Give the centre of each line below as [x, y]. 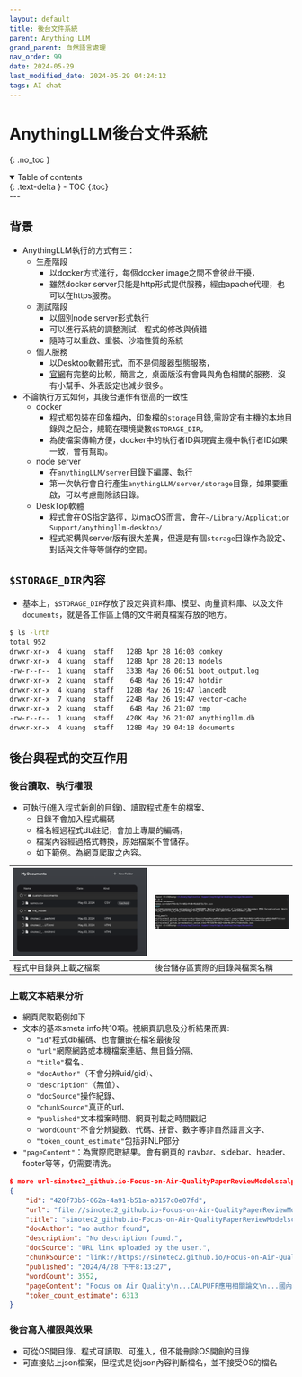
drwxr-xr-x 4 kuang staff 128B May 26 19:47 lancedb [118, 690]
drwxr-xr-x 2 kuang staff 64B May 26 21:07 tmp [110, 709]
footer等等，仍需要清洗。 [69, 1164]
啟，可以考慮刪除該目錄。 [97, 494]
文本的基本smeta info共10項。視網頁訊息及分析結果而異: [126, 1028]
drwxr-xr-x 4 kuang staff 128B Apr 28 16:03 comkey [116, 652]
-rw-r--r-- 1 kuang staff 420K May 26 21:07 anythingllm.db [132, 719]
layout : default [40, 19]
